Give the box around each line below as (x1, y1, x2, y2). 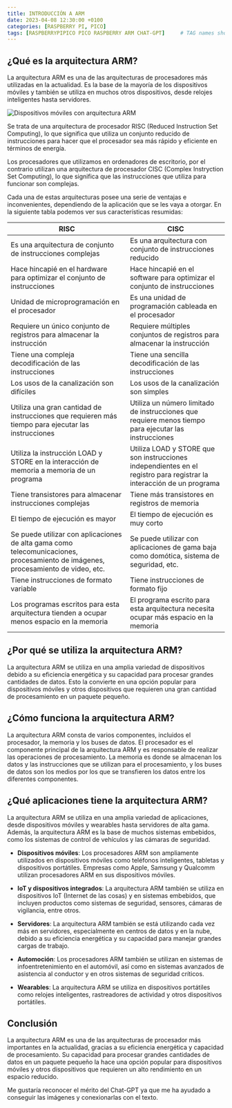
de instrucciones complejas (10, 249, 100, 259)
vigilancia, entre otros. (17, 906, 81, 914)
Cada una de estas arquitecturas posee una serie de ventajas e (7, 193, 187, 201)
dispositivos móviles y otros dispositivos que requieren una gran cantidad (7, 685, 217, 693)
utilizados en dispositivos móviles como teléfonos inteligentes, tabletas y (17, 856, 224, 864)
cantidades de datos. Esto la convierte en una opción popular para (7, 677, 197, 686)
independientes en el (130, 461, 198, 471)
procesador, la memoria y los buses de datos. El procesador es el (7, 738, 193, 747)
